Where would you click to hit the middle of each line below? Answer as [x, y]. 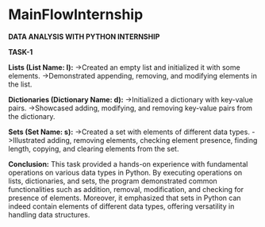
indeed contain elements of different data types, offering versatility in [121, 206]
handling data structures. [49, 214]
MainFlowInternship [76, 15]
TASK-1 [21, 52]
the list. [20, 84]
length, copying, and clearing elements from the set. [94, 148]
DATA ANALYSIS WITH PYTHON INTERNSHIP [84, 37]
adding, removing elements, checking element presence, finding [152, 140]
